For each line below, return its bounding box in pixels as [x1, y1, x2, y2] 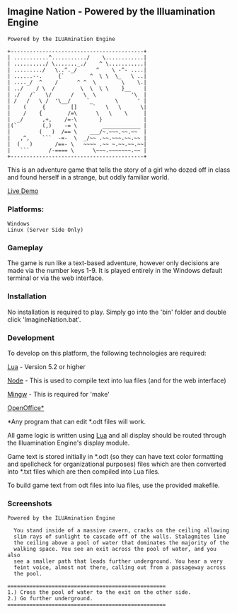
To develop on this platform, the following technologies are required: [7, 349, 207, 357]
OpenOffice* [7, 404, 45, 412]
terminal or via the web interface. [7, 274, 104, 282]
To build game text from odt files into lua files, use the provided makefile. [7, 481, 221, 489]
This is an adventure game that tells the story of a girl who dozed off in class [7, 165, 231, 174]
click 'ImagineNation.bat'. [7, 315, 81, 324]
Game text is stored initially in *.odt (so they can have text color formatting [7, 453, 224, 460]
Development [7, 332, 55, 342]
